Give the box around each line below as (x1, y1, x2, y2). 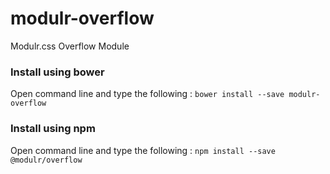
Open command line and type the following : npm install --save (10, 144, 276, 156)
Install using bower (10, 65, 105, 79)
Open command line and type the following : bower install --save (10, 88, 285, 100)
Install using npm (10, 122, 96, 136)
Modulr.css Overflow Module (10, 40, 130, 52)
